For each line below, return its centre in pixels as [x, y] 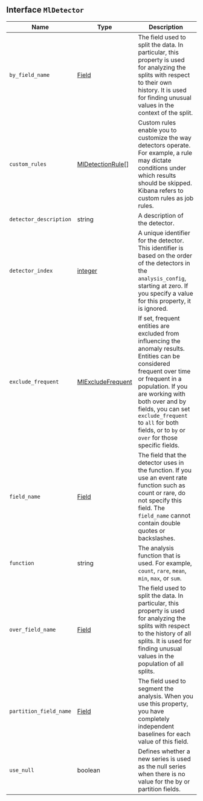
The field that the [162, 455]
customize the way [165, 137]
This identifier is [161, 248]
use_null [22, 770]
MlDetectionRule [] [103, 164]
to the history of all [165, 633]
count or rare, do [162, 493]
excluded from [159, 333]
